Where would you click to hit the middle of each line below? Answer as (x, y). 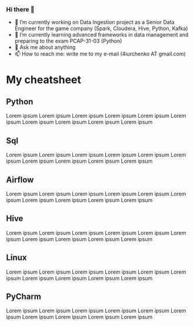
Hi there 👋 (21, 9)
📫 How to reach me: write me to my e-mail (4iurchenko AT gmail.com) (100, 54)
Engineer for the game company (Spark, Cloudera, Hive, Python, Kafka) (101, 28)
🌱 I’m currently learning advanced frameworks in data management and (101, 35)
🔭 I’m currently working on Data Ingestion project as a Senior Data (94, 22)
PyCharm (24, 296)
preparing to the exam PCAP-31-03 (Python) (68, 41)
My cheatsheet (44, 80)
